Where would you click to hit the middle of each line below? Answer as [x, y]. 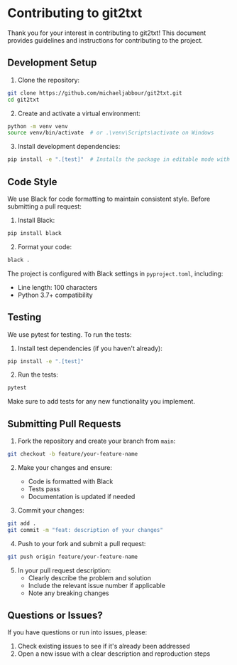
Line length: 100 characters [57, 287]
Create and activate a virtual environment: [79, 113]
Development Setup [52, 63]
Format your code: [45, 246]
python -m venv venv [38, 126]
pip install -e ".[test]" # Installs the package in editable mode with [119, 159]
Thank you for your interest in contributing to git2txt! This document [107, 33]
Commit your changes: [51, 510]
